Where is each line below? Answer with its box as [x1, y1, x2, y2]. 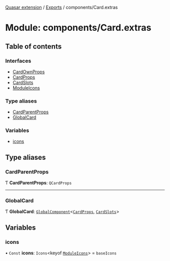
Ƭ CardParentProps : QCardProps [5, 180, 72, 186]
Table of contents [5, 42, 62, 51]
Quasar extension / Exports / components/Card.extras [5, 5, 118, 10]
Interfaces [5, 57, 31, 64]
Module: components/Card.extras [5, 22, 152, 33]
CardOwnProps [12, 68, 45, 75]
